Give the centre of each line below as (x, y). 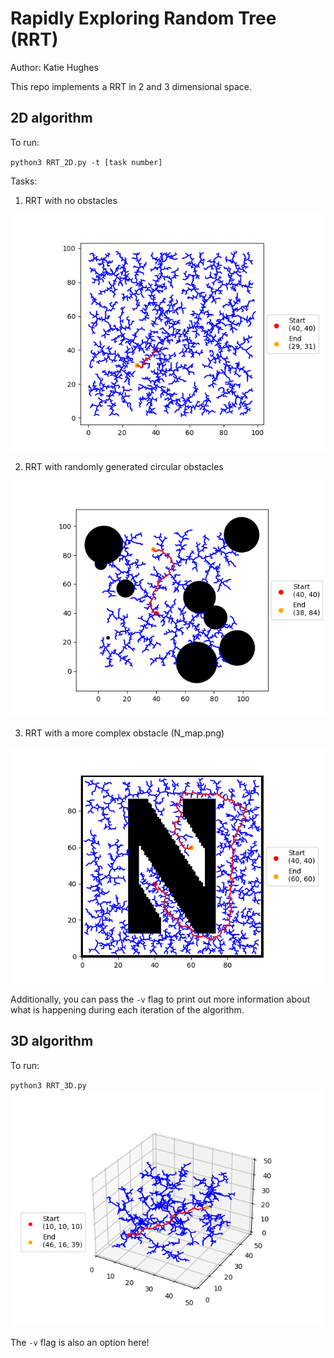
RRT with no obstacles (71, 200)
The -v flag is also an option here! (80, 1342)
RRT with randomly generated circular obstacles (124, 466)
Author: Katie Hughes (54, 67)
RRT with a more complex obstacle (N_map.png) (124, 733)
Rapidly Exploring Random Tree (143, 18)
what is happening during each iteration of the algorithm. (127, 1009)
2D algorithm (51, 118)
